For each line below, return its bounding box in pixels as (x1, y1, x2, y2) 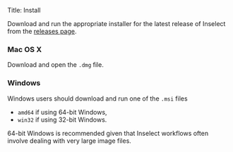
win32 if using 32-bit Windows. (17, 115, 107, 124)
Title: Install (7, 6, 41, 14)
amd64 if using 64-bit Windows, (17, 108, 107, 116)
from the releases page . (7, 27, 77, 35)
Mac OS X (7, 44, 42, 54)
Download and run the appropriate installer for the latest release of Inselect (7, 20, 226, 27)
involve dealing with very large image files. (7, 137, 132, 145)
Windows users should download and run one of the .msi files (7, 94, 189, 103)
